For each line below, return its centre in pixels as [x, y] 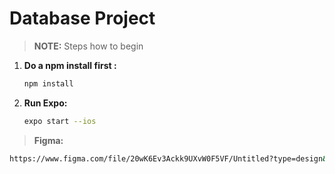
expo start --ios [60, 121]
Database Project [82, 18]
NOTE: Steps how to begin [88, 46]
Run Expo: [45, 103]
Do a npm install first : [70, 65]
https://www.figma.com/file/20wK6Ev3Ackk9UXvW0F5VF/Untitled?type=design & [168, 158]
